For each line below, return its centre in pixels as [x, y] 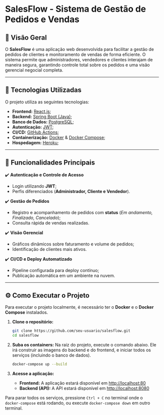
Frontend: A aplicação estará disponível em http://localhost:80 [82, 383]
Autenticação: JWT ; [33, 127]
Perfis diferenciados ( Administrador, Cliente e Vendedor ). [71, 191]
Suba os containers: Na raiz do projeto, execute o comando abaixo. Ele [84, 345]
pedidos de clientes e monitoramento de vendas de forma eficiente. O [75, 54]
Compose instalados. [27, 313]
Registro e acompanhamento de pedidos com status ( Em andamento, [82, 212]
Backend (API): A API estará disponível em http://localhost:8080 [84, 389]
